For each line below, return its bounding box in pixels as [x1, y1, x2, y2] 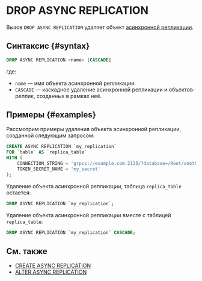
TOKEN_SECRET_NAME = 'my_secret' [17, 166, 101, 172]
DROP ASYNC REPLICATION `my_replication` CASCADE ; [6, 229, 136, 235]
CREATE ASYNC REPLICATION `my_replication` [6, 144, 117, 150]
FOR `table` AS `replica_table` [6, 149, 87, 155]
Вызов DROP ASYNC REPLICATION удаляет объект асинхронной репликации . [6, 23, 194, 31]
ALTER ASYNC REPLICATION [14, 268, 87, 276]
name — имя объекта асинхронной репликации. [14, 79, 136, 87]
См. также [6, 246, 48, 256]
